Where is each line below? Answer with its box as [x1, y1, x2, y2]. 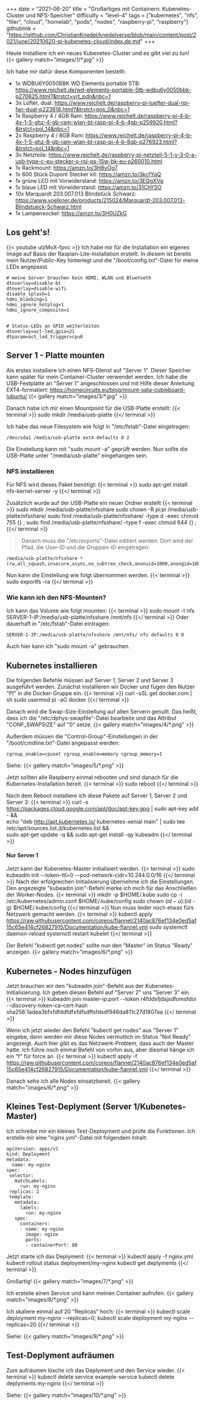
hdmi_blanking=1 [6, 296, 48, 302]
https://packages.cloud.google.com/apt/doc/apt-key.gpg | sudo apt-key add [6, 805, 199, 813]
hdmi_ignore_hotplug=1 [6, 301, 64, 308]
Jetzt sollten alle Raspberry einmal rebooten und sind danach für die [6, 773, 179, 781]
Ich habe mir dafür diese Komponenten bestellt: [6, 68, 126, 75]
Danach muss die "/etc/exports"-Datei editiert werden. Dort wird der [21, 537, 193, 544]
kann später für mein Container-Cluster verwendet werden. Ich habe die [6, 373, 188, 380]
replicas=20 [6, 1321, 37, 1328]
